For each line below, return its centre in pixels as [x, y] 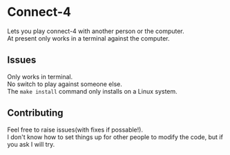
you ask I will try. [31, 144]
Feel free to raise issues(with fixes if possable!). [75, 130]
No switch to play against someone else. [65, 84]
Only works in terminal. [40, 76]
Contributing [35, 113]
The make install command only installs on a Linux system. [92, 91]
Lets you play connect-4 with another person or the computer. [96, 31]
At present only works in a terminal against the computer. [89, 38]
